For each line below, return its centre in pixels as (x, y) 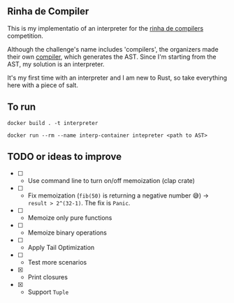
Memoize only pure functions (70, 218)
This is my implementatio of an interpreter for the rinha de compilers (105, 28)
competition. (25, 36)
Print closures (48, 277)
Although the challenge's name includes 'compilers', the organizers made (113, 49)
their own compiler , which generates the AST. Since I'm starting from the (112, 57)
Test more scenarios (57, 263)
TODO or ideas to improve (65, 157)
